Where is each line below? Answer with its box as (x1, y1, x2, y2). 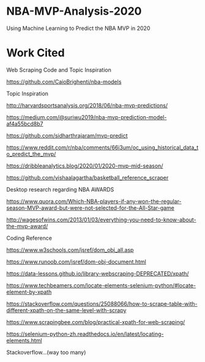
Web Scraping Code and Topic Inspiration (6, 66, 111, 73)
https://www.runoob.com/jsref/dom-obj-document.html (6, 258, 147, 265)
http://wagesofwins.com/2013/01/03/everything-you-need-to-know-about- (6, 216, 197, 223)
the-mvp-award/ (6, 222, 48, 230)
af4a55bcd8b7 (6, 120, 43, 127)
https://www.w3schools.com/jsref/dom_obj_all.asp (6, 246, 134, 253)
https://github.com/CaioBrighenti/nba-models (6, 78, 122, 85)
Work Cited (6, 46, 65, 60)
